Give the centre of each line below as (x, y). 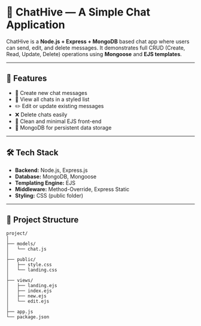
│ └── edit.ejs (28, 302)
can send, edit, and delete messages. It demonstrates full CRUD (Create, (96, 48)
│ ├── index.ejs (29, 291)
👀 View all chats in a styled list (52, 99)
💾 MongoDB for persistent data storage (63, 127)
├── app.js (20, 312)
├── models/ (21, 244)
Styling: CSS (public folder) (49, 195)
